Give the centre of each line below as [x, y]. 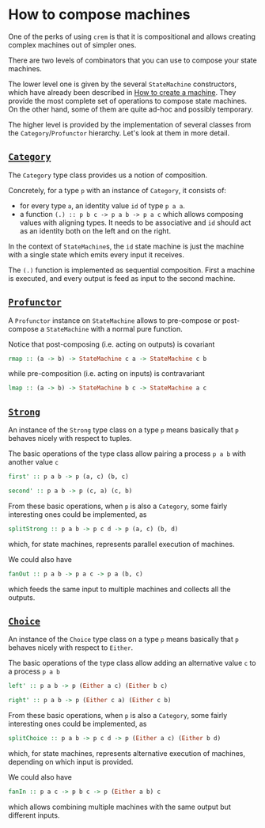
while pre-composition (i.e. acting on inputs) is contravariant [107, 374]
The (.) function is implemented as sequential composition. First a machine [132, 270]
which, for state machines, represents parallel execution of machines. [121, 544]
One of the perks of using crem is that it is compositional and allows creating [132, 36]
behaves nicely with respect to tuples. [70, 439]
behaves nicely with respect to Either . [71, 648]
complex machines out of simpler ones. [72, 44]
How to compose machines [100, 15]
